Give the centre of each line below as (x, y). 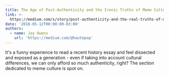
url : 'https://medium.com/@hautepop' (54, 38)
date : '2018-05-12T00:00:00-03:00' (43, 24)
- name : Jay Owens (29, 33)
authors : (14, 29)
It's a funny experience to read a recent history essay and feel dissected (80, 52)
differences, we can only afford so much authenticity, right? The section (80, 63)
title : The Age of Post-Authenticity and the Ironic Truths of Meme (78, 10)
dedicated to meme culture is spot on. (45, 68)
